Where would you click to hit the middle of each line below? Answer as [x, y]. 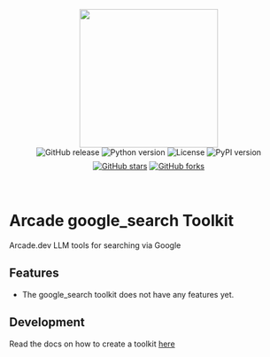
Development [47, 322]
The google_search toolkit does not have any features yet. [128, 294]
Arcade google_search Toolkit [122, 221]
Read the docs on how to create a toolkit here [92, 344]
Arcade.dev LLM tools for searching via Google [95, 245]
